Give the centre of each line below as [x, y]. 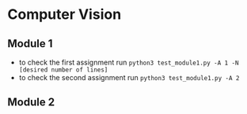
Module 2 [31, 103]
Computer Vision [65, 15]
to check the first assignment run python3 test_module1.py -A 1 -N [129, 62]
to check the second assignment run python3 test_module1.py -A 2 [129, 77]
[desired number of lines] [63, 70]
